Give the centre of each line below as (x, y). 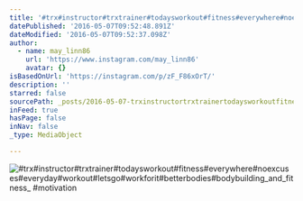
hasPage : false (38, 118)
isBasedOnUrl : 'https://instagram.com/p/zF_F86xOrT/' (113, 77)
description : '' (40, 85)
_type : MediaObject (46, 135)
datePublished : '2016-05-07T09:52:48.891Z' (92, 26)
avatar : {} (46, 69)
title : (22, 18)
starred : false (38, 93)
